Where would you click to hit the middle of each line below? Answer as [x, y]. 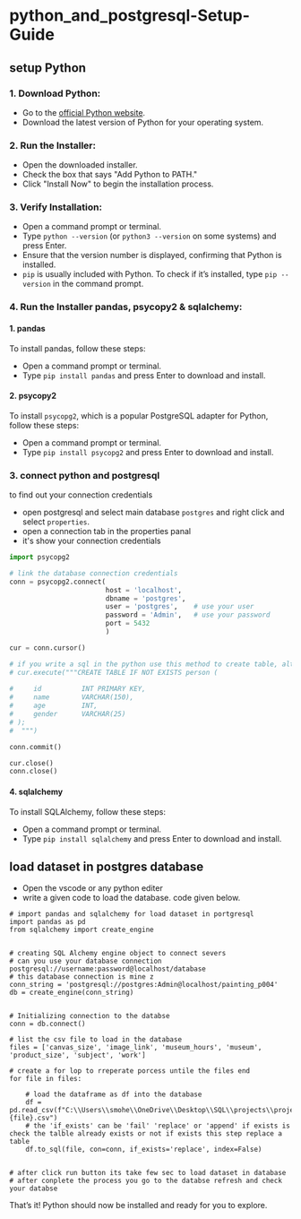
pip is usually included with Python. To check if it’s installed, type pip [150, 274]
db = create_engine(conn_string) [72, 993]
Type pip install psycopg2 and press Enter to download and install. [148, 452]
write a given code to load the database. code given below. [131, 898]
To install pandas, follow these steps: [77, 348]
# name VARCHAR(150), [72, 697]
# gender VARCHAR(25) [68, 714]
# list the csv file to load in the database [95, 1040]
